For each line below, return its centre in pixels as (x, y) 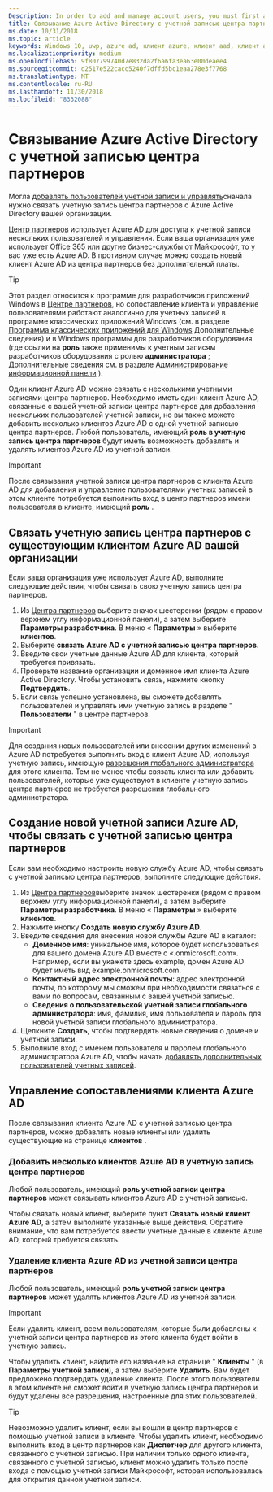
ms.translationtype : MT (49, 76)
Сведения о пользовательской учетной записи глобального (140, 1004)
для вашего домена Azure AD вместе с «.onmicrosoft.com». (135, 953)
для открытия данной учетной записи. (75, 1480)
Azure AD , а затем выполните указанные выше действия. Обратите (126, 1222)
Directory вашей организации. (60, 214)
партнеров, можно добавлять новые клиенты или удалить (110, 1132)
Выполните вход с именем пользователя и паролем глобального (133, 1048)
